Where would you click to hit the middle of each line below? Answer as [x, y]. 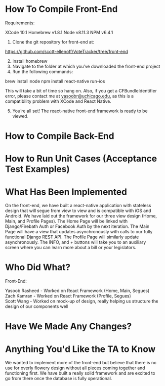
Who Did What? [38, 267]
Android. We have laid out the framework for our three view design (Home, [81, 216]
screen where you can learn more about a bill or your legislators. [71, 248]
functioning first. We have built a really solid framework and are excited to [80, 373]
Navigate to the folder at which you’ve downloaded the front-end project [86, 66]
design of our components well [37, 306]
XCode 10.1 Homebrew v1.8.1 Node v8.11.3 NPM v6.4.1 [59, 32]
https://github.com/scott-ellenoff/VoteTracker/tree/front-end [67, 51]
